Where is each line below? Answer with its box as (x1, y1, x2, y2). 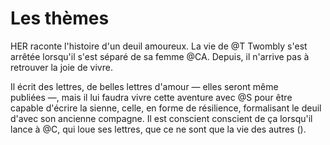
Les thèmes (10, 7, 110, 30)
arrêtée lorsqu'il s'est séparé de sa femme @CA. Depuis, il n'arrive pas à (10, 50, 310, 62)
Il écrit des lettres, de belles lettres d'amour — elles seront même (10, 80, 279, 92)
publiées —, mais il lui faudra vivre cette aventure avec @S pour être (10, 91, 293, 103)
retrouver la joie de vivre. (10, 61, 113, 73)
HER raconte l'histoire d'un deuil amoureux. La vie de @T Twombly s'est (10, 40, 308, 52)
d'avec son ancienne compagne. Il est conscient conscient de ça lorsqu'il (10, 112, 313, 124)
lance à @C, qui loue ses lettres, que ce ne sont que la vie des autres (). (10, 123, 307, 135)
